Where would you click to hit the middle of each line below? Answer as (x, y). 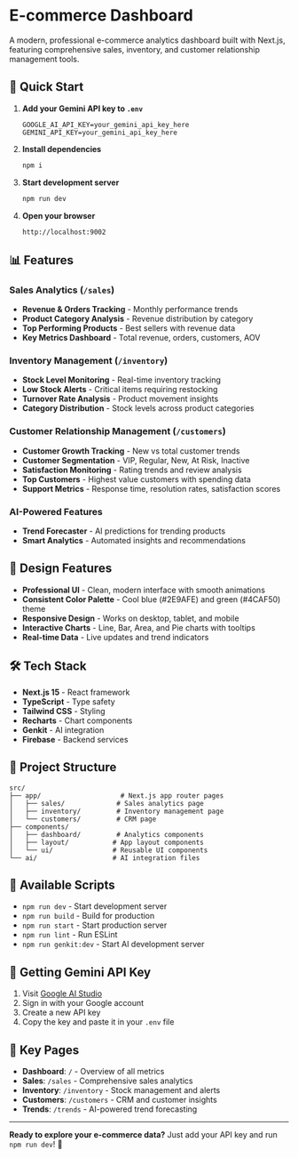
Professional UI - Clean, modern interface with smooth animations (144, 590)
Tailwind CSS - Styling (63, 711)
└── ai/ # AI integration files (105, 858)
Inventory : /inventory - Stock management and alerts (121, 1090)
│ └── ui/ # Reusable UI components (109, 850)
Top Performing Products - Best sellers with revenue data (129, 328)
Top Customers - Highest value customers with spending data (136, 479)
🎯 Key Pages (44, 1050)
